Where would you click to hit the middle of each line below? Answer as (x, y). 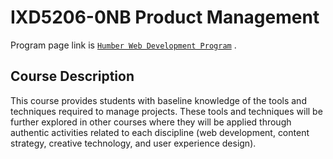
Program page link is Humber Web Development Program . (123, 45)
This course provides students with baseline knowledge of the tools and (158, 100)
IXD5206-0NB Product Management (165, 17)
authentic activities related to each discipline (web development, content (160, 132)
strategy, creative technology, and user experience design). (133, 143)
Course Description (72, 76)
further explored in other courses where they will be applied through (151, 122)
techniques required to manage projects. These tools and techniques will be (166, 111)
